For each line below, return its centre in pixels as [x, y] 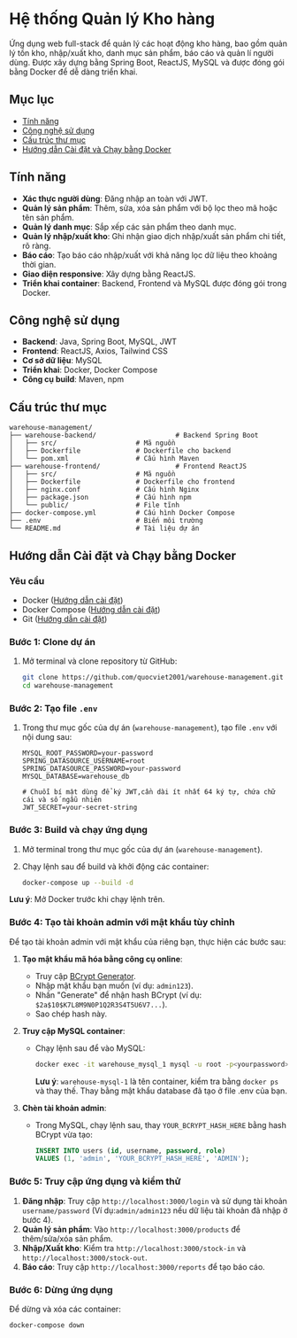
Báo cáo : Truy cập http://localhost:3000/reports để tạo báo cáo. [143, 1266]
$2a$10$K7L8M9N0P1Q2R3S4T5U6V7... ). [101, 1004]
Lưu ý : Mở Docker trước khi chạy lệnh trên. [87, 899]
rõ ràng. [36, 245]
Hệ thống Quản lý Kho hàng [112, 19]
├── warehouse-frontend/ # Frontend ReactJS [128, 467]
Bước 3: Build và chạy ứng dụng [79, 830]
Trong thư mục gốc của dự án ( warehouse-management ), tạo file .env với [149, 727]
